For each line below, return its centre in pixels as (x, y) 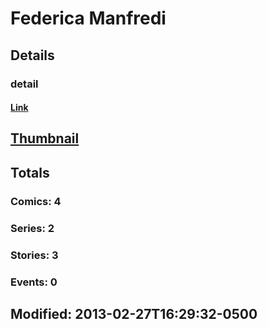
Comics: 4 (36, 201)
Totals (30, 172)
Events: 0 (34, 282)
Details (32, 55)
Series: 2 (32, 228)
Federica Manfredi (88, 18)
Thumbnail (45, 138)
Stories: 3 (34, 255)
